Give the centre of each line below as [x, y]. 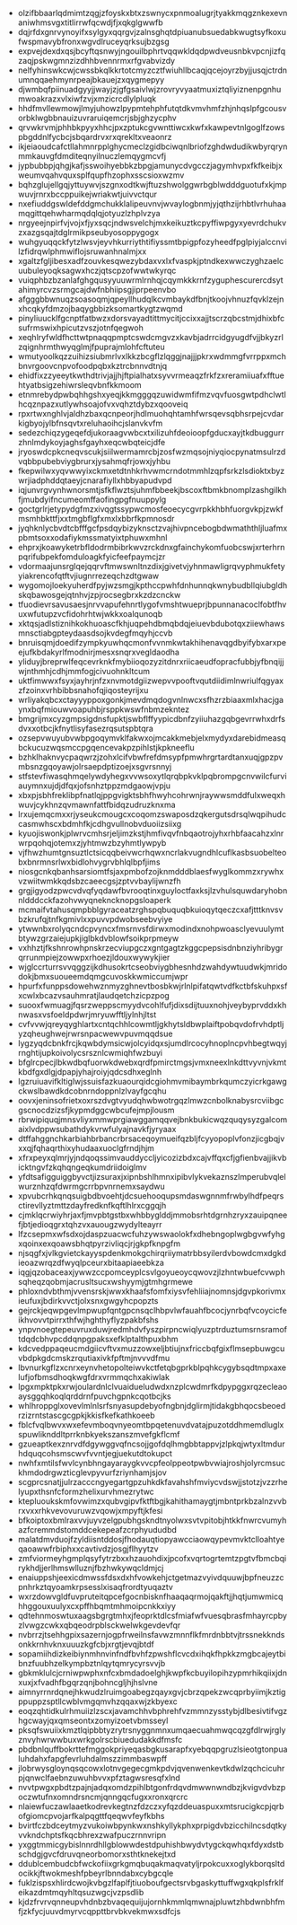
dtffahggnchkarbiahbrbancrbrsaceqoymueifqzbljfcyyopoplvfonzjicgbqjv [151, 1138]
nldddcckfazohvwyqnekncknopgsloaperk [95, 900]
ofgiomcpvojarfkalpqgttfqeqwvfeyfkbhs [91, 1816]
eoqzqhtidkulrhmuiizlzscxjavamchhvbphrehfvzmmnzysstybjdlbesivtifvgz [153, 1711]
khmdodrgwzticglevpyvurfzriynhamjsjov [92, 1472]
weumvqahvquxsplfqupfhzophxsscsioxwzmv [101, 175]
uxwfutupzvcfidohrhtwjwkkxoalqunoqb [90, 614]
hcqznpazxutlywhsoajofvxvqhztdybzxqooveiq [103, 404]
